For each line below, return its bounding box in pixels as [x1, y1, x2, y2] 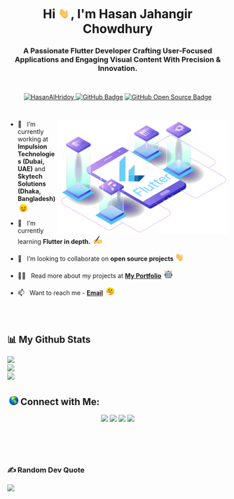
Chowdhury [83, 21, 153, 37]
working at [17, 135, 49, 144]
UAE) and [17, 165, 46, 173]
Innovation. [97, 64, 138, 74]
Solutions [17, 179, 47, 188]
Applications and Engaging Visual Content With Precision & [14, 55, 221, 64]
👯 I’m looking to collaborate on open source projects [17, 254, 174, 263]
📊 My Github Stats [7, 334, 91, 346]
